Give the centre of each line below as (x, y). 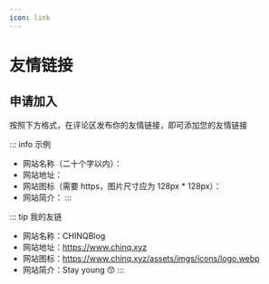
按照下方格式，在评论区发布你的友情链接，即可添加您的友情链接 (128, 125)
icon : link (30, 18)
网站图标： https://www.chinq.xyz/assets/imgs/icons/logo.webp (141, 258)
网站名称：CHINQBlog (64, 235)
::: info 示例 (30, 144)
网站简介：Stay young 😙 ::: (73, 270)
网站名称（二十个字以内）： (72, 163)
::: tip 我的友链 (36, 216)
